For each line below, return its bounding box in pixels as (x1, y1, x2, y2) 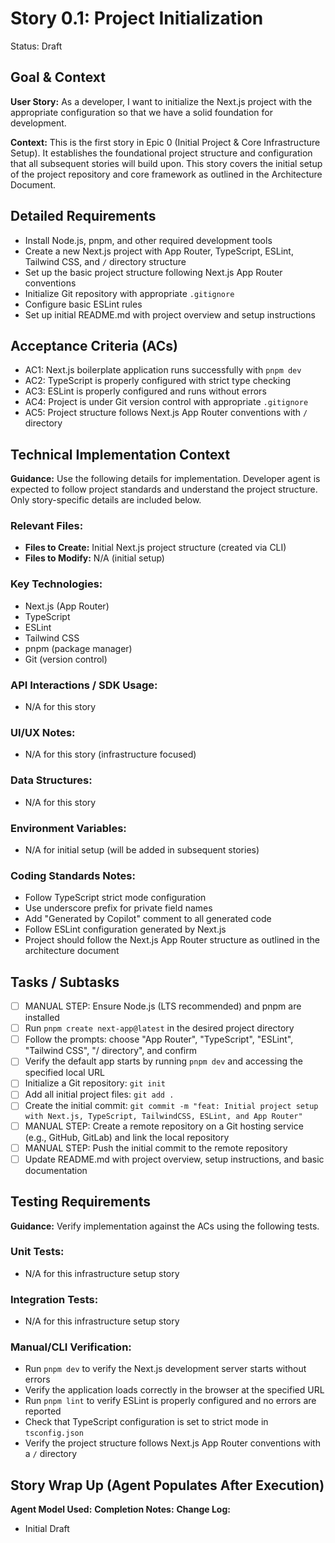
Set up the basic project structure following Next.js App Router (24, 266, 283, 278)
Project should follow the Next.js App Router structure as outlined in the (24, 934, 320, 946)
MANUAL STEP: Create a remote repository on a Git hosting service (24, 1120, 304, 1132)
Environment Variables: (10, 821, 127, 835)
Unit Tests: (10, 1245, 65, 1259)
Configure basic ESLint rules (24, 298, 143, 310)
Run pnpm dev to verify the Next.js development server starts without (24, 1363, 307, 1375)
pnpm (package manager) (24, 642, 133, 654)
